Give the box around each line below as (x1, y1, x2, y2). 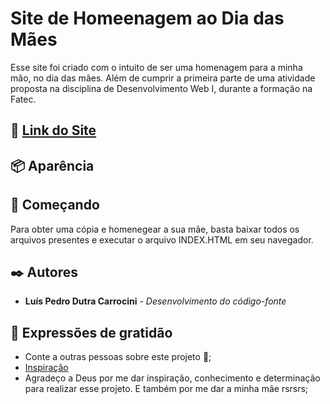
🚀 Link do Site (10, 122, 97, 139)
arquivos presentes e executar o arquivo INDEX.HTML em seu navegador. (10, 233, 314, 246)
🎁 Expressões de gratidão (10, 324, 173, 341)
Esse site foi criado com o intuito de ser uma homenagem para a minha (10, 61, 303, 73)
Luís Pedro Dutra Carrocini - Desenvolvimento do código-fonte (24, 295, 287, 307)
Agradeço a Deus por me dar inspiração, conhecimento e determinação (24, 372, 321, 384)
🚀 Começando (10, 197, 100, 214)
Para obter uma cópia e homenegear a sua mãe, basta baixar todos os (10, 223, 300, 235)
